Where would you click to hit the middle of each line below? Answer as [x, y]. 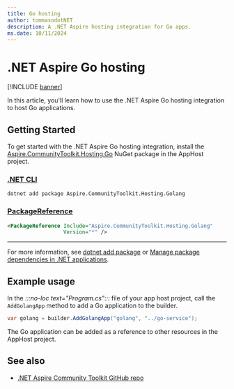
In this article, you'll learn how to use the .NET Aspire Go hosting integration [116, 100]
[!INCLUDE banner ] [35, 87]
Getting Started [41, 130]
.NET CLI [22, 179]
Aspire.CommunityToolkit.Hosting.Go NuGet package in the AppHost [106, 154]
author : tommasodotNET [40, 20]
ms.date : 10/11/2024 [37, 33]
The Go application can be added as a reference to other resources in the [112, 332]
